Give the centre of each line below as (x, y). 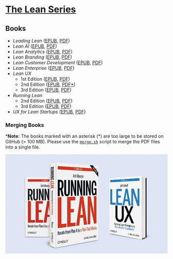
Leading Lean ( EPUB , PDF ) (41, 41)
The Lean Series (41, 10)
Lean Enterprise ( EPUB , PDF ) (44, 68)
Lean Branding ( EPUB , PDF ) (42, 57)
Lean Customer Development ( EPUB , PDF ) (58, 62)
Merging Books (25, 125)
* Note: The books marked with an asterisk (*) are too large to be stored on (84, 136)
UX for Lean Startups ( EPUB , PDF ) (49, 112)
